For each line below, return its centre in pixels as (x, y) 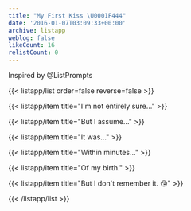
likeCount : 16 (32, 45)
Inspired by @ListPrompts (51, 75)
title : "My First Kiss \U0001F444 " (67, 16)
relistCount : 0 (33, 53)
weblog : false (32, 38)
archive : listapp (37, 30)
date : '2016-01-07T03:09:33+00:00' (67, 23)
